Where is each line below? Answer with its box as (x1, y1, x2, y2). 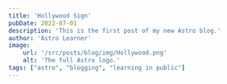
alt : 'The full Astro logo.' (23, 57, 121, 65)
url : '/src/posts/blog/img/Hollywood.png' (23, 49, 167, 57)
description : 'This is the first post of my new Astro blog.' (8, 26, 221, 34)
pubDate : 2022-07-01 (8, 19, 78, 27)
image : (8, 42, 31, 50)
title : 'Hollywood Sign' (8, 11, 92, 20)
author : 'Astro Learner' (8, 34, 92, 42)
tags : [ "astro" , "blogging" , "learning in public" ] (8, 64, 185, 72)
